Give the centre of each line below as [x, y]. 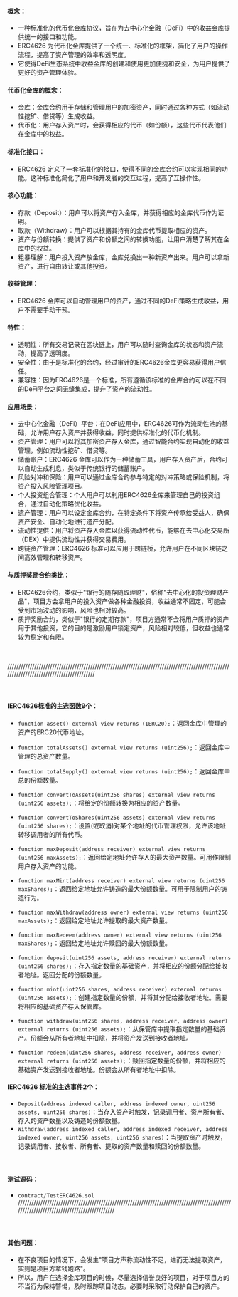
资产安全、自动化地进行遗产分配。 [67, 522]
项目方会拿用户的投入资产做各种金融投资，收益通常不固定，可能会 [130, 601]
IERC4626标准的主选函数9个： [53, 706]
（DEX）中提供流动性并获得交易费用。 [74, 540]
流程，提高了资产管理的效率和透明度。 [74, 55]
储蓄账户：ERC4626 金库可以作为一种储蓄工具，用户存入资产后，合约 [120, 459]
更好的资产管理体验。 [49, 73]
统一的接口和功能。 [52, 37]
